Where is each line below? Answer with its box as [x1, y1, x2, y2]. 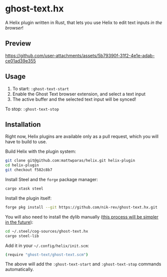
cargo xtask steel [5, 186, 43, 191]
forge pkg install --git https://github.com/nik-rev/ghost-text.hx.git [5, 205, 157, 210]
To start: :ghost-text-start [12, 85, 69, 91]
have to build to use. [5, 139, 47, 145]
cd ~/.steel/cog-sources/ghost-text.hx [5, 229, 88, 234]
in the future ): [5, 219, 33, 225]
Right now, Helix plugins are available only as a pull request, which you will [5, 133, 159, 140]
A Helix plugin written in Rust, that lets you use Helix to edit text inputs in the [5, 19, 162, 25]
